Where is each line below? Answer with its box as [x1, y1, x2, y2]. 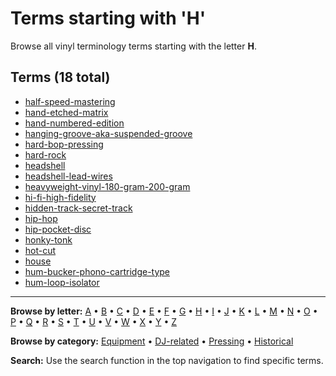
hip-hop [24, 212, 58, 224]
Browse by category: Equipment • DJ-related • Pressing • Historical [10, 335, 294, 347]
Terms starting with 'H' [10, 7, 207, 30]
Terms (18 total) [10, 69, 111, 86]
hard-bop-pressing [24, 138, 104, 150]
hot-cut [24, 244, 57, 256]
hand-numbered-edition [24, 117, 125, 129]
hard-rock [24, 148, 67, 161]
